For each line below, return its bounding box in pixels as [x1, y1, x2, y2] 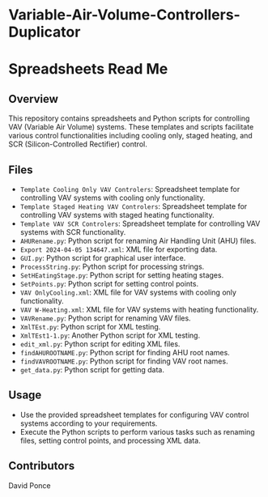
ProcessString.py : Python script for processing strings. [19, 261, 205, 271]
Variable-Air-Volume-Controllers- [8, 6, 240, 24]
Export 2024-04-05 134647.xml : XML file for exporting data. [19, 244, 218, 254]
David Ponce [8, 480, 51, 491]
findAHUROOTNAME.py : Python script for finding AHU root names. [19, 348, 231, 357]
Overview [8, 91, 59, 106]
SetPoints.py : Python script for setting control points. [19, 279, 199, 288]
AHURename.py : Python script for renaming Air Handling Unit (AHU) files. [19, 236, 257, 245]
